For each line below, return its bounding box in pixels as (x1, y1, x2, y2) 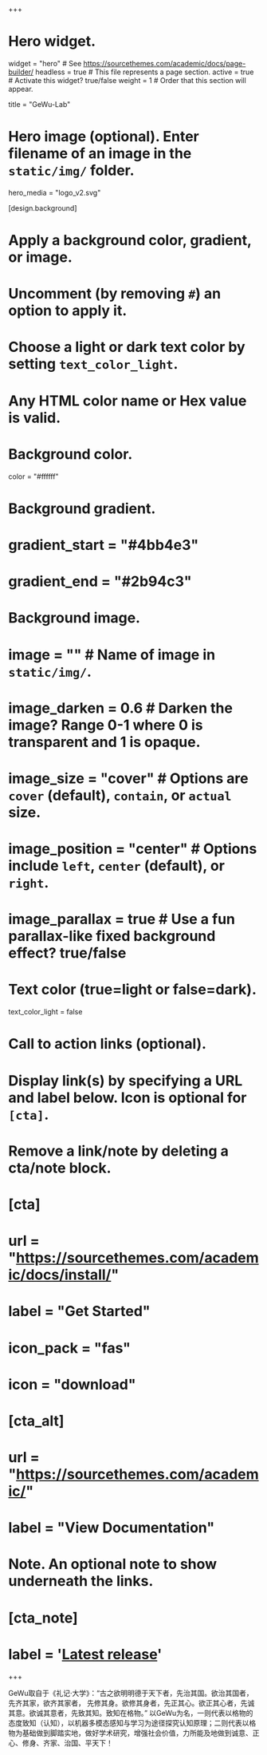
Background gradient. (8, 500, 156, 517)
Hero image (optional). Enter (8, 128, 199, 146)
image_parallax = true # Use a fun (8, 911, 236, 928)
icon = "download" (8, 1375, 136, 1393)
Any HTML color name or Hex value (8, 392, 247, 409)
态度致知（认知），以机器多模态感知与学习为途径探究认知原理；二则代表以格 (8, 1717, 257, 1728)
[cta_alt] (8, 1412, 65, 1429)
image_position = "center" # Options (8, 840, 257, 858)
